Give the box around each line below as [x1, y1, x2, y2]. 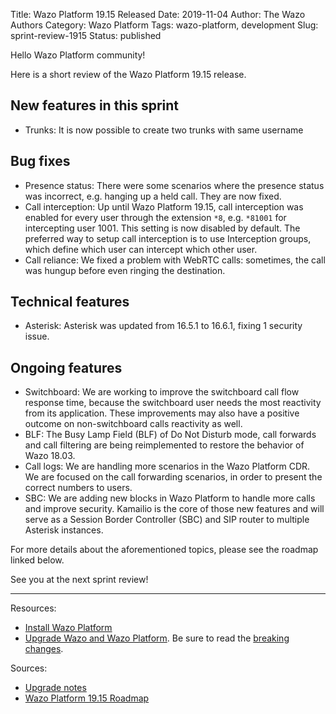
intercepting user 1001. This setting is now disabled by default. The [24, 222, 301, 234]
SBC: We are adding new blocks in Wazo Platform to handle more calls [24, 492, 316, 504]
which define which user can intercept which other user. [24, 243, 258, 255]
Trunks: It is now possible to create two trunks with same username [24, 124, 304, 136]
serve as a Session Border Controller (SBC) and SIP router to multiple [24, 514, 310, 526]
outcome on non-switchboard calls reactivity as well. [24, 418, 243, 430]
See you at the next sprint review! [10, 574, 149, 586]
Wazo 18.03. [24, 450, 76, 462]
